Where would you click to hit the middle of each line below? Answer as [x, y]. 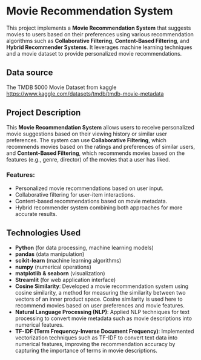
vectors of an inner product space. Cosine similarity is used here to [99, 299]
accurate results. [36, 214]
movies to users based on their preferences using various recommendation [100, 34]
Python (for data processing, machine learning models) [84, 247]
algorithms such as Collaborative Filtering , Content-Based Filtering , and [98, 41]
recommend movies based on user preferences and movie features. [100, 305]
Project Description [44, 113]
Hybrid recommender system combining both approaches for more [99, 208]
